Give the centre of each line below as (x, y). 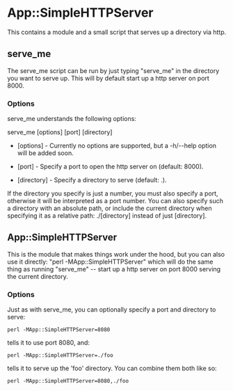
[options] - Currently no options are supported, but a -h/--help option (117, 146)
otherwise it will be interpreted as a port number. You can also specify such (115, 201)
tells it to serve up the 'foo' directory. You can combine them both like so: (112, 368)
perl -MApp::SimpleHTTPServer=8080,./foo (68, 381)
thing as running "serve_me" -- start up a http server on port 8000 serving (114, 269)
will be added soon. (46, 153)
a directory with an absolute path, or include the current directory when (110, 208)
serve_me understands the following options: (72, 119)
